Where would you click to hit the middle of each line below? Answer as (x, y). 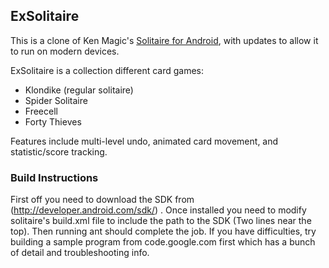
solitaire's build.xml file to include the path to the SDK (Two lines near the (161, 221)
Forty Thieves (53, 121)
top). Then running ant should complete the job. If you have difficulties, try (163, 231)
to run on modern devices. (65, 51)
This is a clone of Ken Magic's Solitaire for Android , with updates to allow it (164, 40)
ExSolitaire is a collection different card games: (107, 70)
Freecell (41, 111)
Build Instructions (54, 177)
